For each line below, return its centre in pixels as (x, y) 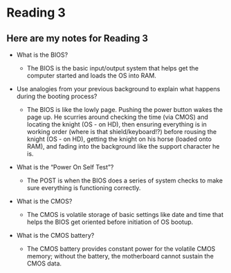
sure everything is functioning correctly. (84, 188)
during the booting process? (57, 96)
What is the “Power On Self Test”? (65, 167)
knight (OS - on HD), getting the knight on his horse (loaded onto (119, 139)
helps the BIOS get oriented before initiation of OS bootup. (110, 222)
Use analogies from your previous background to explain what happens (118, 89)
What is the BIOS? (42, 55)
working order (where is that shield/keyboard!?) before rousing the (122, 132)
